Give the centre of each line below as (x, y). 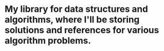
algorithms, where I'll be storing (72, 20)
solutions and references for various (82, 30)
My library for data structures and (76, 9)
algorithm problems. (48, 41)
